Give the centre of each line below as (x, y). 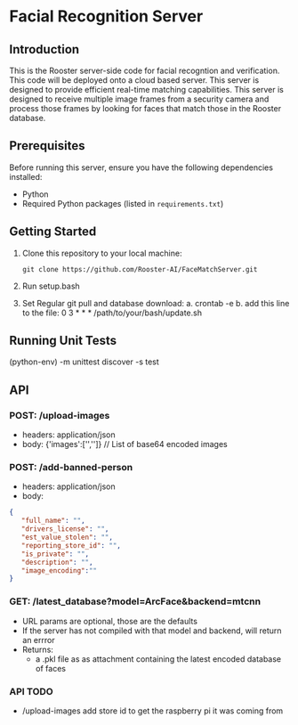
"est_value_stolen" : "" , (67, 538)
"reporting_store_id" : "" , (71, 545)
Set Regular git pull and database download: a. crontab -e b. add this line (156, 303)
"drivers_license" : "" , (65, 529)
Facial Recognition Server (106, 16)
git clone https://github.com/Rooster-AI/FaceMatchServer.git (140, 269)
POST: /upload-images (60, 415)
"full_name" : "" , (53, 521)
